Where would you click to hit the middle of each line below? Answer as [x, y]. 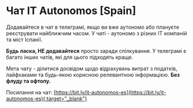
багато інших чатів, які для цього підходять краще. [70, 57]
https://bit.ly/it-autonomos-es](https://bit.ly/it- [111, 92]
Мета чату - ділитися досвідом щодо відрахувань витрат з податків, [92, 68]
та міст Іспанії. [24, 39]
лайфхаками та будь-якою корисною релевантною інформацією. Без [93, 75]
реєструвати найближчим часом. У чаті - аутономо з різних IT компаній [97, 33]
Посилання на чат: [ [31, 92]
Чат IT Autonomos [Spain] [71, 11]
